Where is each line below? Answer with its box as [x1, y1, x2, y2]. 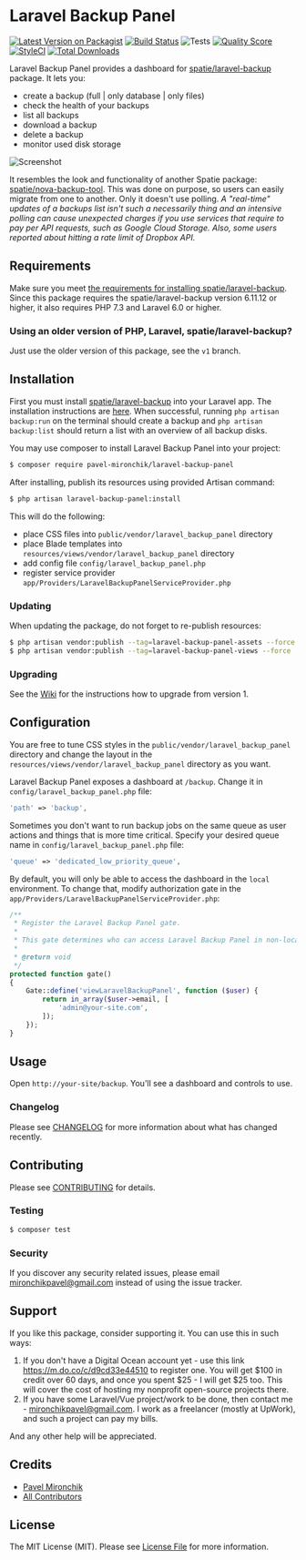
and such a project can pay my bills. [22, 1412, 158, 1423]
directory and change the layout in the [9, 749, 153, 760]
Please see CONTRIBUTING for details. [9, 1181, 157, 1193]
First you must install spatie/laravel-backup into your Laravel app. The [9, 395, 271, 406]
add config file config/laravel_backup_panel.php [22, 557, 207, 568]
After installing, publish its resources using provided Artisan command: [9, 476, 275, 487]
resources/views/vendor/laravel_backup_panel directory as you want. [9, 758, 271, 770]
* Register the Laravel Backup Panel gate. [13, 919, 181, 928]
